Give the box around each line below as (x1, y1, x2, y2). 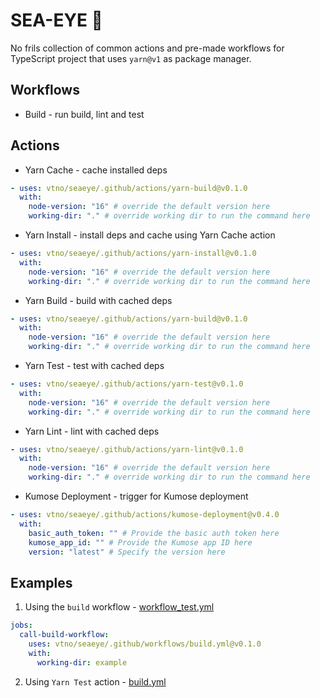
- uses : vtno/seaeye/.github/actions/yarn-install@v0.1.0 (10, 249, 257, 259)
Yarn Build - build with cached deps (24, 294, 173, 306)
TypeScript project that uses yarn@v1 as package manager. (10, 52, 252, 64)
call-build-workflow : (19, 630, 110, 640)
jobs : (10, 620, 33, 631)
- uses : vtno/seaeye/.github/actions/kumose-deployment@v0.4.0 (10, 510, 280, 520)
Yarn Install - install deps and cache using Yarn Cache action (24, 229, 276, 241)
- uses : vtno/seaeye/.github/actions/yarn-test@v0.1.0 (10, 379, 244, 389)
